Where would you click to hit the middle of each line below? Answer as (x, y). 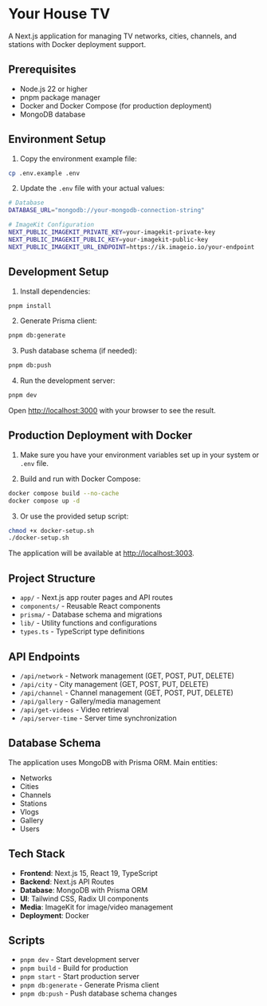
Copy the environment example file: (78, 158)
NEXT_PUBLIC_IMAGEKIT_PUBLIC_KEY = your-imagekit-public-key (108, 239)
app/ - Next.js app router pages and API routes (96, 598)
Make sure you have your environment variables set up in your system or (139, 455)
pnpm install (30, 306)
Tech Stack (37, 854)
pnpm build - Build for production (74, 968)
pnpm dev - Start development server (79, 960)
